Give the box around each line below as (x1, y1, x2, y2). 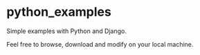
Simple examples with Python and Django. (6, 27, 127, 35)
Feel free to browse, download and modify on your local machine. (6, 40, 194, 48)
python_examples (6, 4, 111, 20)
